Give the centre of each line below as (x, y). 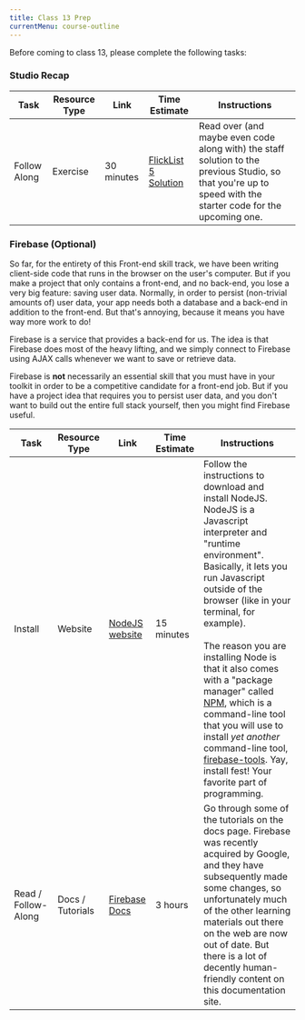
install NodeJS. (235, 498)
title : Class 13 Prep (50, 18)
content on (261, 979)
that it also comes (241, 669)
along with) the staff (241, 148)
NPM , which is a (237, 703)
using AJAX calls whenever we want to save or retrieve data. (123, 359)
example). (225, 624)
